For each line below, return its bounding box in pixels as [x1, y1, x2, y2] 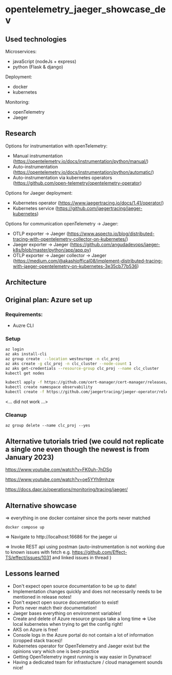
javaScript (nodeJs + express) [12, 58, 77, 65]
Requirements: [5, 311, 43, 318]
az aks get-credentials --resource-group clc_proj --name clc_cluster [5, 366, 159, 371]
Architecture [5, 278, 47, 287]
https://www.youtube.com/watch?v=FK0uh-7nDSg [5, 467, 112, 473]
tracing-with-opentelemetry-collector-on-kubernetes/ [12, 236, 127, 242]
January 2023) [5, 453, 54, 461]
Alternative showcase [5, 501, 77, 510]
